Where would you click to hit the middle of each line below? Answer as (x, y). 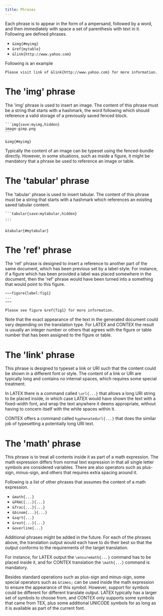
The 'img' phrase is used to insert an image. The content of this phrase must (82, 105)
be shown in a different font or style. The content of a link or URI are (73, 374)
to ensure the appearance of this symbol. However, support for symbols (77, 588)
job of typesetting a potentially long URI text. (50, 424)
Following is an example (29, 63)
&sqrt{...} (23, 518)
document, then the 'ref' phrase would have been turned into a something (79, 279)
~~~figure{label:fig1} (28, 293)
